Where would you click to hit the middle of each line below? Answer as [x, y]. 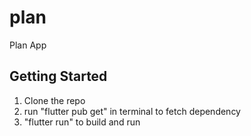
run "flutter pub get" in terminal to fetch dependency [132, 111]
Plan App [28, 45]
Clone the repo [54, 100]
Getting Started [58, 76]
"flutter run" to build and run [82, 122]
